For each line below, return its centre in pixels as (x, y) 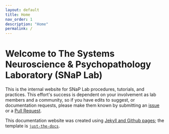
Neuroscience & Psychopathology (78, 64)
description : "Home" (27, 24)
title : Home (18, 15)
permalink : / (19, 29)
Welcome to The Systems (60, 54)
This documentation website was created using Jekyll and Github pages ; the (85, 121)
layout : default (22, 10)
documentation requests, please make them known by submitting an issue (82, 105)
